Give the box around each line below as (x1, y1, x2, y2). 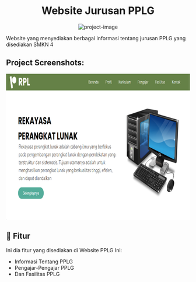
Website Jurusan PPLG (41, 4, 155, 18)
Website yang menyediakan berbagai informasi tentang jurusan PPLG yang (6, 34, 186, 41)
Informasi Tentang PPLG (14, 258, 73, 265)
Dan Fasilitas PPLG (14, 270, 60, 277)
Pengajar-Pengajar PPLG (14, 264, 75, 271)
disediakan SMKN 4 (6, 41, 54, 48)
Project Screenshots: (6, 58, 85, 68)
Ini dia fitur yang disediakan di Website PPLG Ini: (6, 246, 123, 253)
